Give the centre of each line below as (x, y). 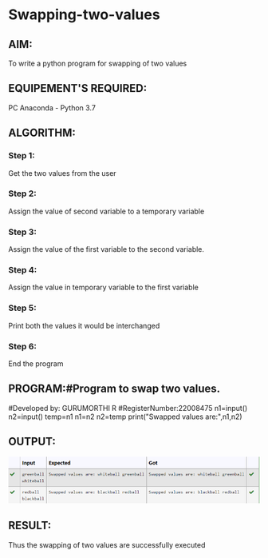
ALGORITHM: (42, 133)
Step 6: (23, 346)
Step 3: (23, 232)
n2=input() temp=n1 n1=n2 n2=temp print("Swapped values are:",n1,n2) (125, 417)
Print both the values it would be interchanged (84, 325)
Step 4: (23, 270)
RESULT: (30, 526)
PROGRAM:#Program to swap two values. (114, 389)
